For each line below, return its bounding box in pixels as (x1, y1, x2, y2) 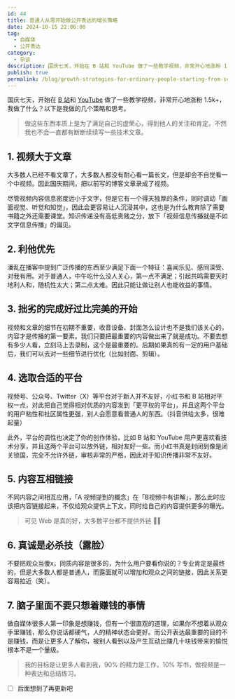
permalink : (7, 75, 39, 83)
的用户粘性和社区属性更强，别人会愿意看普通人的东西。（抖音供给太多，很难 (7, 409, 225, 418)
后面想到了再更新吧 (17, 684, 73, 693)
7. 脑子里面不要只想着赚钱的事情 (7, 599, 145, 611)
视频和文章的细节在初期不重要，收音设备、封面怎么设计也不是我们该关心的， (7, 323, 228, 331)
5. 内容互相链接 (7, 473, 73, 485)
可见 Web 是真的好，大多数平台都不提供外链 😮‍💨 (24, 517, 162, 525)
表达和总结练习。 (30, 670, 80, 678)
